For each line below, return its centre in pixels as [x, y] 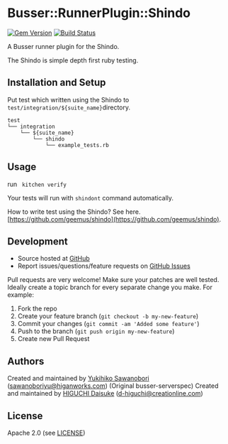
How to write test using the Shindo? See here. [74, 212]
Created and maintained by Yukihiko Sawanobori [79, 379]
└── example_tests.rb [77, 145]
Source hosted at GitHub [53, 259]
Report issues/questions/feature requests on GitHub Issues [104, 266]
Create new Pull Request [53, 339]
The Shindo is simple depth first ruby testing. [73, 60]
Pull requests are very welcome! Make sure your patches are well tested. [113, 280]
